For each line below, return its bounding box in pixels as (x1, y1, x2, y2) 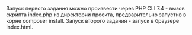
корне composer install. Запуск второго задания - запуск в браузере (6, 17, 180, 24)
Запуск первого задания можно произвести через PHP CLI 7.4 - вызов (6, 5, 185, 12)
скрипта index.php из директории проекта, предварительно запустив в (6, 11, 187, 18)
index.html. (6, 23, 34, 30)
